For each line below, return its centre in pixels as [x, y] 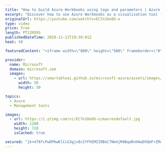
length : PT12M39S [23, 33]
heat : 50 [14, 42]
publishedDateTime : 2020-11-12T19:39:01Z [48, 38]
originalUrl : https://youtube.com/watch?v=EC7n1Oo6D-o [63, 19]
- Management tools [30, 105]
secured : [14, 142]
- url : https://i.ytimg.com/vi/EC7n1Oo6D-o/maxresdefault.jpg [75, 119]
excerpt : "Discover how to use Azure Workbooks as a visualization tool [82, 14]
